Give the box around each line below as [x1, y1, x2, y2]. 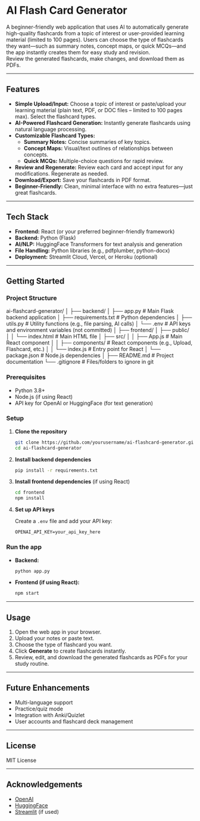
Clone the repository [14, 428, 67, 435]
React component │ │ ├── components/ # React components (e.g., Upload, [6, 339, 193, 346]
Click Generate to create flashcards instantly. [14, 647, 126, 654]
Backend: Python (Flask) [14, 234, 76, 241]
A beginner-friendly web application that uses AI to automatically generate [6, 23, 189, 30]
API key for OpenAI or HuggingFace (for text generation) [14, 399, 154, 407]
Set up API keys [14, 506, 55, 513]
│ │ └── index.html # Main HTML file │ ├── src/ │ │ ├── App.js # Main [6, 333, 183, 340]
